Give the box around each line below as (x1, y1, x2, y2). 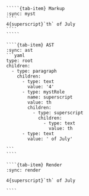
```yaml (6, 52, 26, 58)
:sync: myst (6, 11, 36, 17)
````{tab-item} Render (6, 162, 62, 168)
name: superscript (27, 94, 73, 100)
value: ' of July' (27, 136, 73, 142)
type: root (6, 58, 33, 64)
